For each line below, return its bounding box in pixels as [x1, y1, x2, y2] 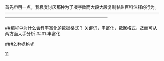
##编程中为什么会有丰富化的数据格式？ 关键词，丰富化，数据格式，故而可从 [5, 25, 157, 30]
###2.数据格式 [5, 41, 35, 47]
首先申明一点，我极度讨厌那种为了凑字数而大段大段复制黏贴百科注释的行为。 [5, 4, 159, 10]
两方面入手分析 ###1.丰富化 [5, 31, 61, 36]
